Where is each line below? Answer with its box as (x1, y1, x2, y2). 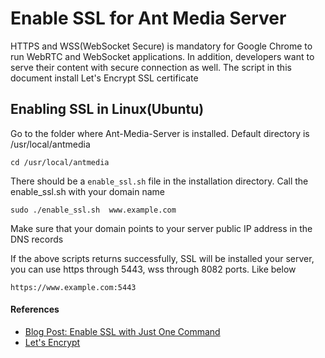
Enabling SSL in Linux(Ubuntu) (10, 101, 205, 118)
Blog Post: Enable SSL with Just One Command (24, 325, 221, 337)
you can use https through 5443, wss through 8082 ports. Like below (10, 263, 297, 275)
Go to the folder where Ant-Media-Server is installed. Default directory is (10, 127, 310, 139)
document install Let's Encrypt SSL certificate (10, 72, 199, 84)
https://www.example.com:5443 (10, 282, 137, 292)
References (10, 303, 60, 316)
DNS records (10, 233, 64, 245)
